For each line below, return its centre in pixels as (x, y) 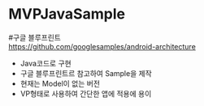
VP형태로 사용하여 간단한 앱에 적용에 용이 (86, 93)
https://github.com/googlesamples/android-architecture (102, 46)
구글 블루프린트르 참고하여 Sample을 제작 (86, 73)
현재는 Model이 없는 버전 (60, 83)
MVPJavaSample (67, 14)
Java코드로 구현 (46, 63)
